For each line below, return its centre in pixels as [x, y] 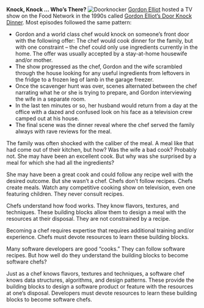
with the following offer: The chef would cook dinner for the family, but [104, 41]
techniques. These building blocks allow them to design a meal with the [96, 212]
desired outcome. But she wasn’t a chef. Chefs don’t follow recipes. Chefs [100, 181]
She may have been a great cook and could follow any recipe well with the [100, 174]
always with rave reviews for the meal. [63, 131]
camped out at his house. [47, 118]
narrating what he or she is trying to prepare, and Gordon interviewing [103, 92]
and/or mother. [34, 60]
